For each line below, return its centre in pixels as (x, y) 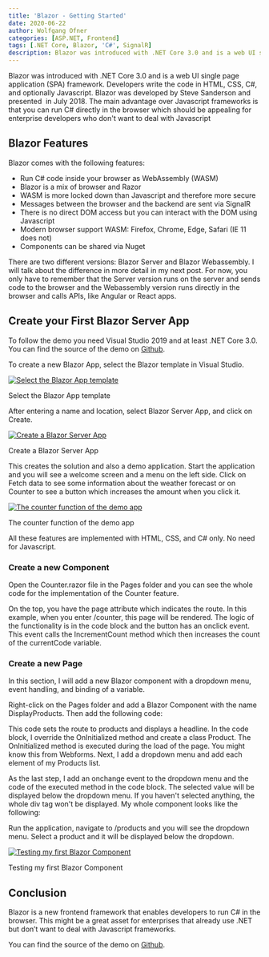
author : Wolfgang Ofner (48, 30)
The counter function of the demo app (71, 522)
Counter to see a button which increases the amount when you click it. (125, 491)
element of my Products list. (55, 763)
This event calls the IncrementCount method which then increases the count (134, 634)
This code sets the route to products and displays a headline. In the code (128, 729)
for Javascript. (32, 546)
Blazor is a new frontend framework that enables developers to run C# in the (134, 912)
